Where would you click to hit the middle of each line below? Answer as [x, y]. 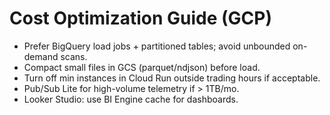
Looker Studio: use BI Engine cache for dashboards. [131, 99]
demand [41, 56]
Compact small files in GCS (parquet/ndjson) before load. [142, 67]
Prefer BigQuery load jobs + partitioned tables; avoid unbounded [157, 46]
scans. [74, 56]
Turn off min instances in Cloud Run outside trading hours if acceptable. [172, 78]
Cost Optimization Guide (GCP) [140, 18]
